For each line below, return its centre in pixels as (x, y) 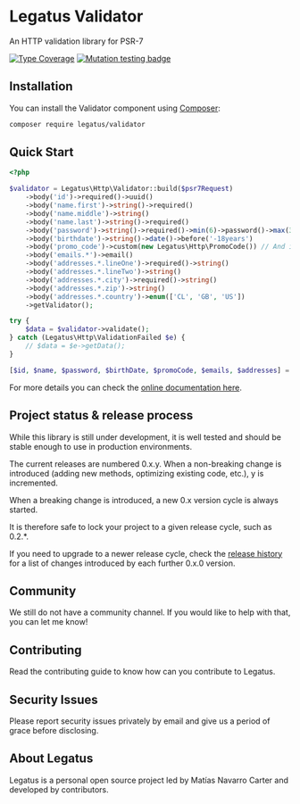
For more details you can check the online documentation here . (126, 387)
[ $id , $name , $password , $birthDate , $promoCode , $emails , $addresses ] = (150, 370)
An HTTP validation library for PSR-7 (76, 41)
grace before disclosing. (54, 730)
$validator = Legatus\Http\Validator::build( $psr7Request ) (121, 189)
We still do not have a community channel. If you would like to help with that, (150, 612)
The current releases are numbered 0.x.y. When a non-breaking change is (146, 464)
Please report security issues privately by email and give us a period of (140, 721)
